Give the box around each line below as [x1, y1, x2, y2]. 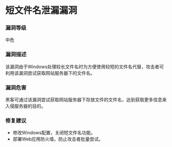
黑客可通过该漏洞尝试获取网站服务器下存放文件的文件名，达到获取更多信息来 [5, 97, 167, 103]
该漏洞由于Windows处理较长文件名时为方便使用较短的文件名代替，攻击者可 [5, 64, 164, 70]
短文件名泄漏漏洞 [5, 5, 78, 16]
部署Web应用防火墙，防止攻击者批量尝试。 [12, 136, 103, 142]
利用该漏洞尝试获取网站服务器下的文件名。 [5, 70, 95, 76]
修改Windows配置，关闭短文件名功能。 [12, 130, 96, 136]
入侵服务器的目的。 [5, 103, 46, 109]
